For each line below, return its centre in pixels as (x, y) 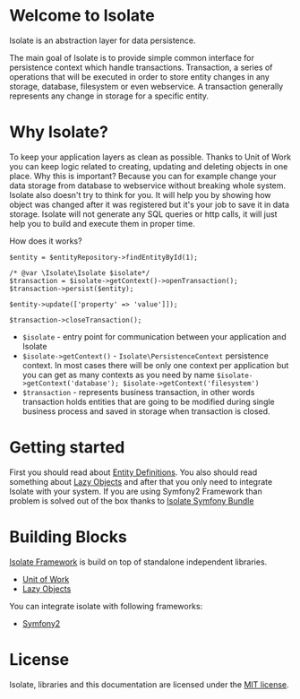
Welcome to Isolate (82, 16)
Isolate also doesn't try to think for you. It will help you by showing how (140, 194)
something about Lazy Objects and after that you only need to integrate (141, 481)
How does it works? (46, 241)
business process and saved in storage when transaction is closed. (146, 411)
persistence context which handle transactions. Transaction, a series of (141, 67)
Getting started (67, 448)
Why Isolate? (59, 132)
